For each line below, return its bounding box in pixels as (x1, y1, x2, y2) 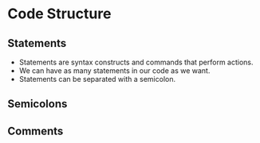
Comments (7, 124, 64, 137)
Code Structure (7, 5, 112, 23)
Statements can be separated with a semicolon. (18, 75, 176, 83)
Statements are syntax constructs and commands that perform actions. (18, 57, 254, 67)
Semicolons (7, 97, 68, 111)
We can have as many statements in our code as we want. (18, 66, 211, 75)
